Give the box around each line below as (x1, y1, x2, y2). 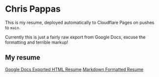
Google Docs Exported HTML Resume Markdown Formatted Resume (5, 66, 143, 72)
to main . (5, 24, 21, 30)
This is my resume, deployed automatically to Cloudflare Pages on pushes (5, 19, 155, 25)
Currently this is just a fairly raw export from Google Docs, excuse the (5, 34, 146, 40)
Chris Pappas (5, 3, 61, 15)
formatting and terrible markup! (5, 39, 68, 45)
